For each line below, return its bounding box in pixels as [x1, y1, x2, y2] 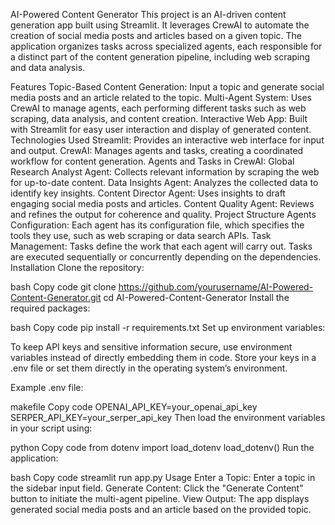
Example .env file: [10, 382, 84, 393]
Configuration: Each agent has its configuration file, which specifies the [10, 219, 305, 231]
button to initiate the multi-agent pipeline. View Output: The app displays [10, 493, 310, 504]
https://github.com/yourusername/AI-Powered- [118, 281, 314, 293]
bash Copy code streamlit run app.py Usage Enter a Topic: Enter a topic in [10, 472, 316, 483]
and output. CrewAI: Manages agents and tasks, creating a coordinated [10, 145, 304, 156]
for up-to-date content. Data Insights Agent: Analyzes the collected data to [10, 177, 319, 188]
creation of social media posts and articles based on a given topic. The [10, 30, 303, 41]
